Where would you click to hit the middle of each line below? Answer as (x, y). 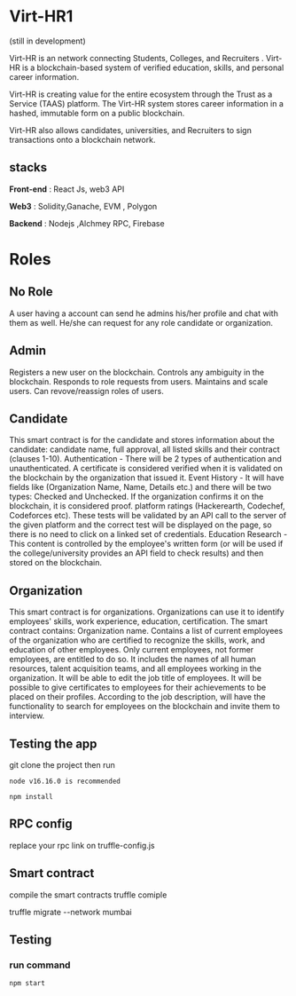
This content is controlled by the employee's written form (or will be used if (146, 544)
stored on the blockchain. (56, 563)
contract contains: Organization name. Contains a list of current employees (146, 631)
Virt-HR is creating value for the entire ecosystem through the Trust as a (141, 94)
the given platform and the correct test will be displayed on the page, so (140, 525)
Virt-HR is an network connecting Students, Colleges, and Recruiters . (136, 58)
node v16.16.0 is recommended (65, 781)
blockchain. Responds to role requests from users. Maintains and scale (139, 381)
